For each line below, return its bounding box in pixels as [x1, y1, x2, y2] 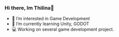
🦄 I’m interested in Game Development [11, 16, 90, 22]
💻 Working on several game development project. [11, 27, 114, 33]
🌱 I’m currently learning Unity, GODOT [11, 21, 89, 27]
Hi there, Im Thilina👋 [4, 4, 54, 11]
